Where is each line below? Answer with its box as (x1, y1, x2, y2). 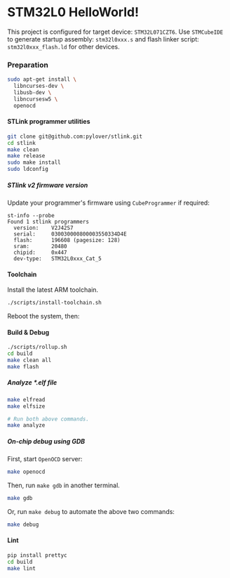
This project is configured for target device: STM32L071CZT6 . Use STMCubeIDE (7, 27, 224, 36)
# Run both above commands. (7, 416, 90, 423)
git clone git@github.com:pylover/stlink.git (7, 133, 142, 140)
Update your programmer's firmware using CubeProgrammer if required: (7, 198, 210, 207)
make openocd (7, 468, 46, 475)
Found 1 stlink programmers (7, 219, 90, 226)
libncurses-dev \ (13, 82, 65, 90)
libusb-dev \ (13, 89, 52, 96)
